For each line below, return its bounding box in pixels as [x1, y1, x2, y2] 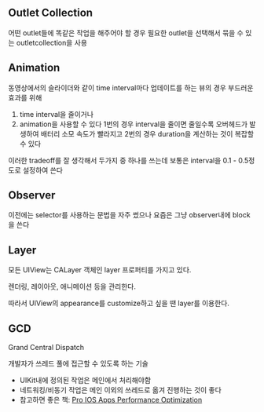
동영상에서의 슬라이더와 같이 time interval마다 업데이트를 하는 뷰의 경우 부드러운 [8, 82, 254, 93]
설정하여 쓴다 [22, 165, 63, 175]
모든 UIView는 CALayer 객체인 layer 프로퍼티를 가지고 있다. [8, 265, 192, 275]
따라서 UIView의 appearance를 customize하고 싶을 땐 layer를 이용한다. [8, 298, 230, 308]
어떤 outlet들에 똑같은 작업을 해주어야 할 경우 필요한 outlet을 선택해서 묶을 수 [8, 27, 244, 38]
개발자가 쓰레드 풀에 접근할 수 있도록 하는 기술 [8, 359, 149, 368]
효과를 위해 [8, 93, 42, 102]
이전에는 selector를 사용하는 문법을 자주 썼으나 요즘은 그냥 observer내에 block [8, 210, 251, 220]
